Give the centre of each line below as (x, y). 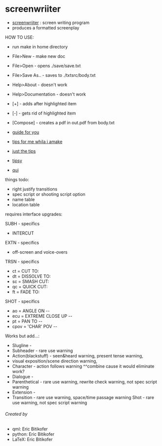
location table (26, 205)
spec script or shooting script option (49, 194)
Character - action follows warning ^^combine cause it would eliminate (83, 366)
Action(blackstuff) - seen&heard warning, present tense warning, (78, 355)
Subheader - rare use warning (42, 351)
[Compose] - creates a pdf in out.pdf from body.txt (63, 122)
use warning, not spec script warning (50, 402)
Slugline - (22, 345)
